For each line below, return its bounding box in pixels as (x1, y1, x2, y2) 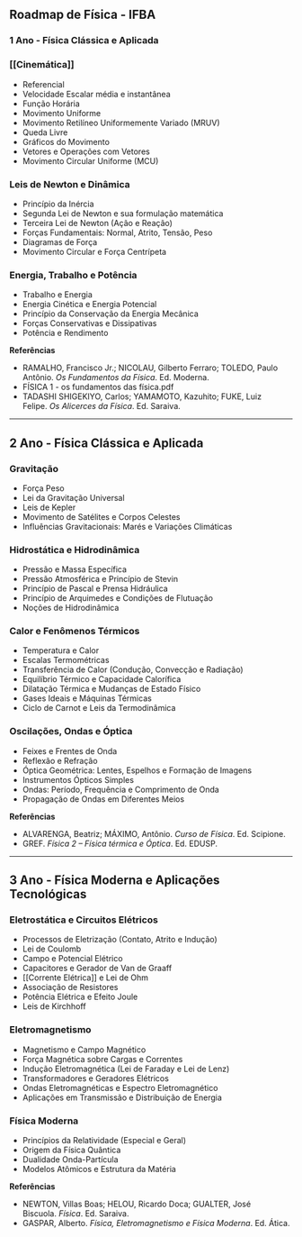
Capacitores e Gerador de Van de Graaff (22, 963, 173, 974)
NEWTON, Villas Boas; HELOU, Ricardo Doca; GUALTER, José (22, 1198, 252, 1210)
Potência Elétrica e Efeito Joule (22, 991, 138, 1003)
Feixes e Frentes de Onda (22, 745, 118, 756)
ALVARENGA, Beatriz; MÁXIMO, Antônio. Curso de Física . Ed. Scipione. (22, 828, 286, 839)
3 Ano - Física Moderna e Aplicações (9, 873, 220, 888)
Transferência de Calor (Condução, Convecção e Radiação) (22, 664, 244, 675)
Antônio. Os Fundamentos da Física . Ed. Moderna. (22, 372, 209, 383)
